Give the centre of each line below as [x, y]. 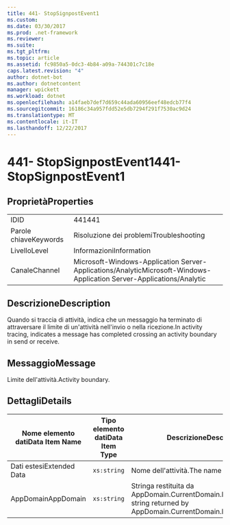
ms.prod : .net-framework [42, 33]
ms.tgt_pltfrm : [29, 52]
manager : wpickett [33, 90]
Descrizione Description [59, 303]
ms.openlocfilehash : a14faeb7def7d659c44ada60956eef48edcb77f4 [99, 103]
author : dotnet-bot [35, 77]
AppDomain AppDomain [49, 498]
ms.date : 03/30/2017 [37, 26]
